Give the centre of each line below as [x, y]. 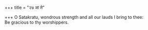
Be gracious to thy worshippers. [37, 22]
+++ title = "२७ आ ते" [25, 7]
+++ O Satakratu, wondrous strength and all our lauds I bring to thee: [74, 17]
